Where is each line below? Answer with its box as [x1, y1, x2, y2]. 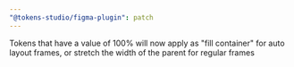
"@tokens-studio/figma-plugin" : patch [9, 13, 154, 22]
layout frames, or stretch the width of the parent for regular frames [9, 46, 255, 58]
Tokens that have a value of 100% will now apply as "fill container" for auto [9, 38, 285, 48]
